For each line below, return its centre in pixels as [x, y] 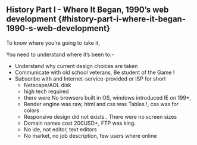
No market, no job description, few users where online [90, 135]
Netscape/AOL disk [47, 85]
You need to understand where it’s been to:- [60, 54]
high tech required [46, 91]
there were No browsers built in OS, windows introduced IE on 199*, [107, 97]
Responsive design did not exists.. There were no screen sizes [100, 116]
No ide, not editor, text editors [60, 129]
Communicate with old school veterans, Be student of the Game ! [95, 72]
